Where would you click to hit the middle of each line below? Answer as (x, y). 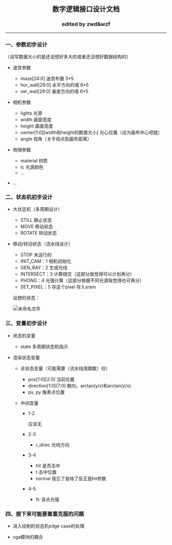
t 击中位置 (46, 472)
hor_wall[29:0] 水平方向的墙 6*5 (55, 85)
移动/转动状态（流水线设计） (43, 244)
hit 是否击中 (48, 465)
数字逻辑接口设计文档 (86, 9)
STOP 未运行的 (36, 255)
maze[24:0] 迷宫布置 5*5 (47, 78)
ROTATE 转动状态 (39, 233)
